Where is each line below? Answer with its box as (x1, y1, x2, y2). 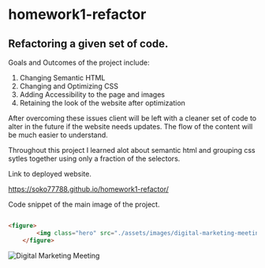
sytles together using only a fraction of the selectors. (8, 154, 181, 163)
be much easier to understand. (8, 130, 108, 140)
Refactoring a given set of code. (8, 37, 169, 50)
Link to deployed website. (8, 169, 92, 178)
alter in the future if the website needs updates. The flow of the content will (8, 122, 253, 131)
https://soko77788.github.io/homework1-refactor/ (8, 184, 170, 194)
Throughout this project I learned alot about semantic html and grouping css (8, 146, 256, 154)
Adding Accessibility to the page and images (19, 90, 166, 99)
